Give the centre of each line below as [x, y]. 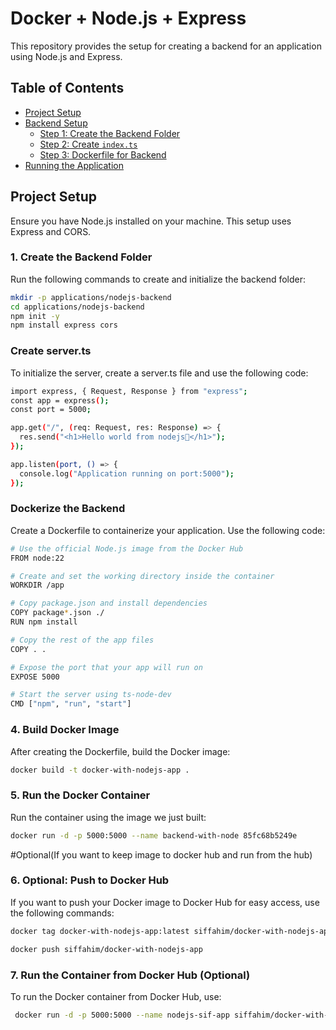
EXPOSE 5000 [35, 677]
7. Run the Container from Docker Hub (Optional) [130, 975]
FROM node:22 [37, 558]
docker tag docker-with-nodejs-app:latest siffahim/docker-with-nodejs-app [171, 931]
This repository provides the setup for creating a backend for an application [166, 46]
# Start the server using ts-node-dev [91, 695]
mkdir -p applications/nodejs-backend [91, 297]
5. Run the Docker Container [80, 795]
